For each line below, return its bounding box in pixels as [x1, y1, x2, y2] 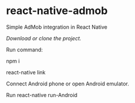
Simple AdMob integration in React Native [6, 23, 108, 30]
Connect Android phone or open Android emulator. [6, 80, 130, 87]
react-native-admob [6, 4, 108, 18]
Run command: [6, 46, 43, 53]
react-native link [6, 68, 46, 75]
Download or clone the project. [6, 35, 81, 42]
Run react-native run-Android [6, 91, 78, 98]
